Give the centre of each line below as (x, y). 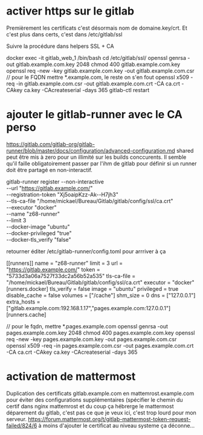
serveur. (17, 419)
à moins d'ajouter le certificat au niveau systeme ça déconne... (117, 425)
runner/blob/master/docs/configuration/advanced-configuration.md (91, 150)
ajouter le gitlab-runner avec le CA (95, 115)
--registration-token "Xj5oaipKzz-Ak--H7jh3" (63, 194)
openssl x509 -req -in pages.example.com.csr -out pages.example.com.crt (100, 345)
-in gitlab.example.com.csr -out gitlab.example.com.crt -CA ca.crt (98, 84)
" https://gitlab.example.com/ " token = (53, 269)
